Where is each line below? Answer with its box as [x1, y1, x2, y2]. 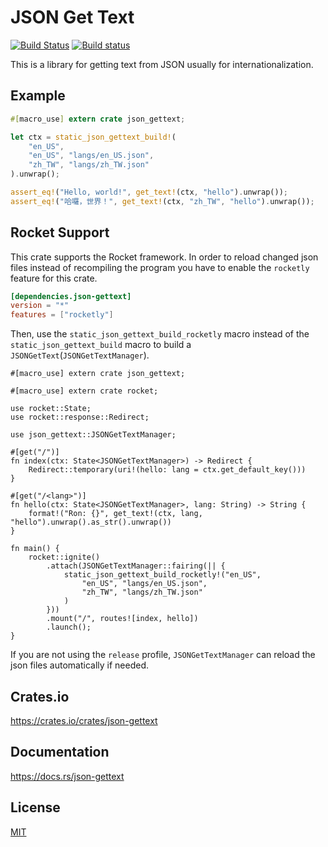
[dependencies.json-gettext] [10, 291, 132, 301]
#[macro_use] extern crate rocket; [10, 386, 159, 396]
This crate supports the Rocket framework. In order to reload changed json [10, 251, 319, 263]
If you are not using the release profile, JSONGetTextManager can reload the [10, 649, 316, 661]
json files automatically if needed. [10, 659, 150, 671]
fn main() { [10, 544, 60, 554]
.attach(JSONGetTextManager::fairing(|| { [46, 561, 226, 571]
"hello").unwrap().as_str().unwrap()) [10, 517, 172, 528]
